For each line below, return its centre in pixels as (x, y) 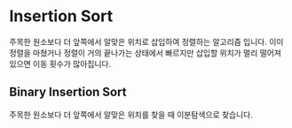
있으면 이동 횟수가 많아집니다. (60, 64)
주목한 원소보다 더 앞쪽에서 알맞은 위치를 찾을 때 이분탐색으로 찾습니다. (131, 114)
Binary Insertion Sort (68, 92)
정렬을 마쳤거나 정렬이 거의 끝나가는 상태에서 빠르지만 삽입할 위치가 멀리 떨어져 (146, 53)
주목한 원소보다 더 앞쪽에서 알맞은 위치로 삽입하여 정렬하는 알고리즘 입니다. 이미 (146, 41)
